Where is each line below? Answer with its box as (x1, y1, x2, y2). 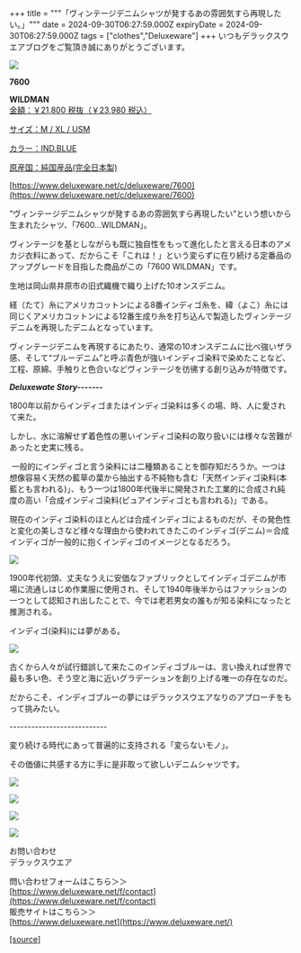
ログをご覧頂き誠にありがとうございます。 (32, 41, 190, 52)
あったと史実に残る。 (9, 442, 88, 452)
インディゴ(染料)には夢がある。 (9, 625, 126, 636)
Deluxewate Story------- (9, 382, 103, 392)
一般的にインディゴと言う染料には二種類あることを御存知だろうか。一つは (11, 461, 286, 471)
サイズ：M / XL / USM (9, 124, 91, 134)
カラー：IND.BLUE (9, 143, 77, 153)
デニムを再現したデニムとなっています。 (9, 322, 158, 332)
